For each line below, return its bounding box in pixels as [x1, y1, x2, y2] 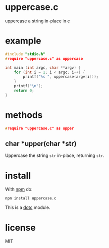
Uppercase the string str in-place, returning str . [5, 152, 105, 158]
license [5, 222, 36, 233]
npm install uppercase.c [5, 196, 56, 201]
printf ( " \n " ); [14, 84, 43, 89]
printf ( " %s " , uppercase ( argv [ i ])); [23, 74, 99, 79]
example [5, 35, 42, 47]
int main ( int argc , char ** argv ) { [5, 65, 81, 70]
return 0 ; [14, 88, 35, 93]
